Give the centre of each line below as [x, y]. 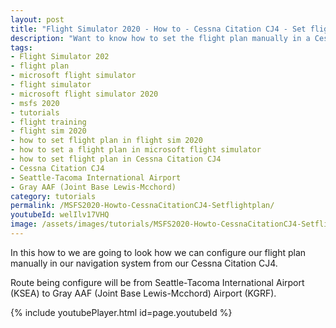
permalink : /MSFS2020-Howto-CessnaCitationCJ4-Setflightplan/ [142, 206]
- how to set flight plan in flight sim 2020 [106, 141]
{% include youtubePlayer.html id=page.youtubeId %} [121, 312]
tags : [21, 47]
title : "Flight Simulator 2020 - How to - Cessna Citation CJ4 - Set [158, 29]
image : [24, 224]
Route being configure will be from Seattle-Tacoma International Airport [157, 282]
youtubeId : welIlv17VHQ [60, 215]
